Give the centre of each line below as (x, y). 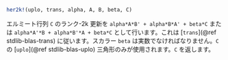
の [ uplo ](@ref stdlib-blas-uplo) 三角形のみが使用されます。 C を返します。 (111, 49)
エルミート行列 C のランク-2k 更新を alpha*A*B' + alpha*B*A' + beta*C (107, 23)
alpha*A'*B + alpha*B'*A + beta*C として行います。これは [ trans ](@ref (115, 32)
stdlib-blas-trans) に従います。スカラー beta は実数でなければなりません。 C (113, 40)
